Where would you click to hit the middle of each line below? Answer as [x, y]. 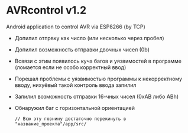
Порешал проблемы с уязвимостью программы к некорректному [98, 79]
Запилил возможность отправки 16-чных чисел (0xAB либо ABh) [97, 96]
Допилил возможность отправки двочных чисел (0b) [82, 49]
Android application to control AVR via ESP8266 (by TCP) [76, 27]
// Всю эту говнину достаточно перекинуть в [70, 119]
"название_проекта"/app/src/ [51, 124]
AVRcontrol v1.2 [46, 10]
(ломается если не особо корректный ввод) [70, 67]
